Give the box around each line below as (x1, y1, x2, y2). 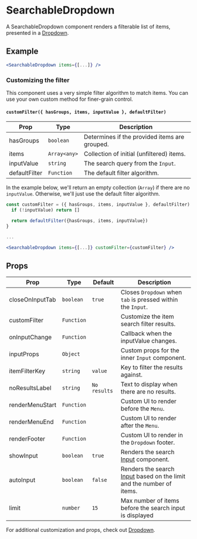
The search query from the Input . (84, 160, 176, 168)
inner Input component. (120, 354, 186, 362)
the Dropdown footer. (120, 438, 175, 447)
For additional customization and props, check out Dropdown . (6, 527, 155, 534)
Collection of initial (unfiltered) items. (84, 150, 186, 158)
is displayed (120, 511, 154, 520)
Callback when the (120, 329, 172, 338)
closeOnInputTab (9, 296, 56, 304)
